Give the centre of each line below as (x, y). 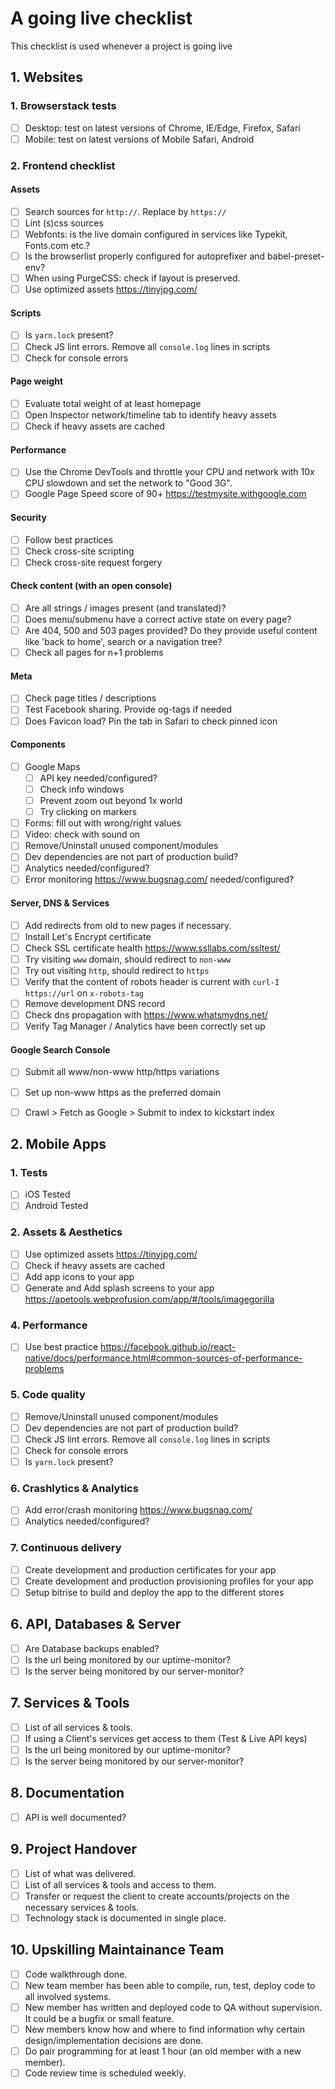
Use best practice (61, 1347)
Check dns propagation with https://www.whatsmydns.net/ (146, 1015)
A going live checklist (101, 18)
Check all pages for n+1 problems (94, 653)
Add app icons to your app (79, 1276)
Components (38, 744)
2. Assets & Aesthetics (66, 1232)
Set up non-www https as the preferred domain (123, 1092)
